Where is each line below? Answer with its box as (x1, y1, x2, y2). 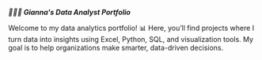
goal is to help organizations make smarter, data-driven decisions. (8, 43, 224, 52)
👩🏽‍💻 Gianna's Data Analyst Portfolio (8, 8, 131, 17)
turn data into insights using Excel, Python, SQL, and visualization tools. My (8, 35, 254, 43)
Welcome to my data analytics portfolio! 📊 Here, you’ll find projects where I (8, 24, 255, 32)
